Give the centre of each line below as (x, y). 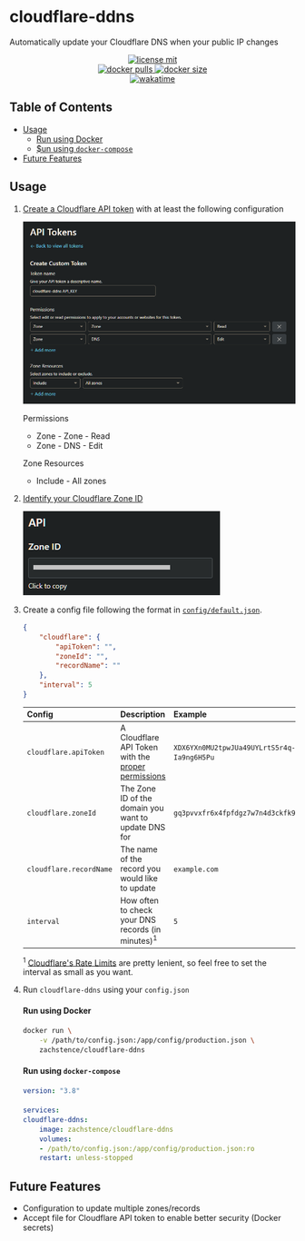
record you (141, 869)
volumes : (56, 1139)
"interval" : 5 (66, 685)
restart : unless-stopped (86, 1158)
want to (134, 817)
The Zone (138, 789)
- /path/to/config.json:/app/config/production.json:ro (147, 1148)
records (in (141, 929)
